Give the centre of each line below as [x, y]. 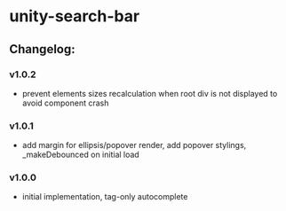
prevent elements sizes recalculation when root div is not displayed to [150, 93]
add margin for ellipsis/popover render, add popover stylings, [134, 145]
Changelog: [42, 49]
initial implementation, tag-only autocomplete [105, 197]
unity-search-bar [75, 16]
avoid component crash [65, 103]
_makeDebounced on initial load [80, 155]
